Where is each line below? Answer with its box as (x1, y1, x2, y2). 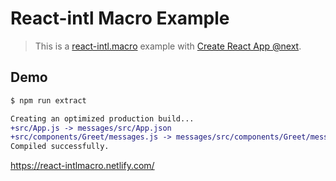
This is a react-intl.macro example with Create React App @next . (34, 40, 302, 52)
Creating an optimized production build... (10, 113, 195, 124)
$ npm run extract (10, 95, 87, 106)
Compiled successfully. (10, 142, 110, 152)
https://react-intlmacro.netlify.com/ (10, 160, 155, 172)
